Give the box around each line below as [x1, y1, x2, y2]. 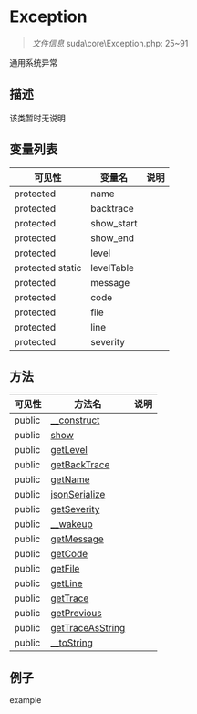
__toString [50, 636, 94, 649]
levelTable [90, 261, 135, 274]
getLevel [50, 444, 88, 457]
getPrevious [50, 607, 102, 620]
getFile [50, 562, 80, 575]
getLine [50, 577, 84, 590]
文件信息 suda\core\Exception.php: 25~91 [31, 37, 189, 48]
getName [50, 473, 90, 486]
